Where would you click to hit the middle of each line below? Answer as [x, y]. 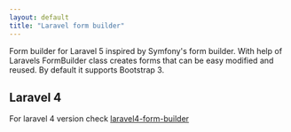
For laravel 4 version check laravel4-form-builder [99, 119]
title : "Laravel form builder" [67, 26]
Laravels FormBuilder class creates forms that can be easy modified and [142, 60]
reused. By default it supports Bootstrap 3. [87, 70]
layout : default [39, 17]
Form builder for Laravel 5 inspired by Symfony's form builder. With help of [145, 50]
